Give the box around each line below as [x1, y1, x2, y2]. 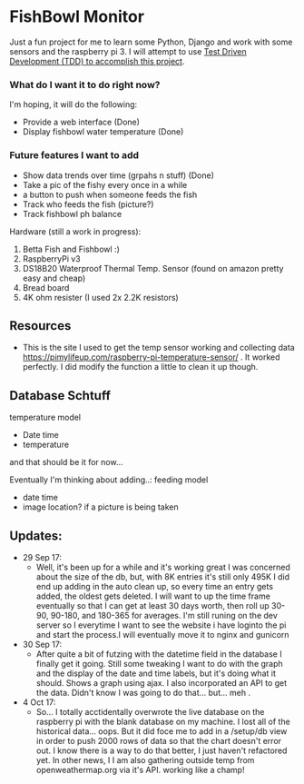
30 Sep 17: [22, 639, 63, 650]
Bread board [22, 282, 70, 293]
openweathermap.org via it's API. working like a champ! [35, 764, 245, 775]
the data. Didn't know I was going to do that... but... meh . [35, 687, 251, 698]
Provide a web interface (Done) [22, 116, 141, 128]
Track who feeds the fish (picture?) [22, 198, 154, 210]
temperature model [9, 412, 82, 423]
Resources [9, 318, 72, 333]
